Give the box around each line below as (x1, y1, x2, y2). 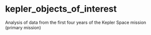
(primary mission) (5, 24, 41, 30)
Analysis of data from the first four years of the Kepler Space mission (5, 19, 147, 25)
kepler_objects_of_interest (5, 3, 117, 15)
